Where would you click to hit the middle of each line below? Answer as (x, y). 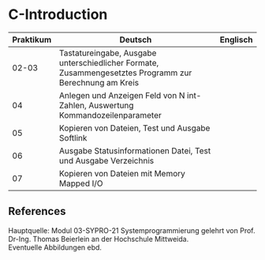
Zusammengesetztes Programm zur (125, 73)
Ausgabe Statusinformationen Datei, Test (135, 150)
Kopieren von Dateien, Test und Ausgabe (134, 128)
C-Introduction (58, 15)
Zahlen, (73, 105)
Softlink (73, 138)
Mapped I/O (81, 183)
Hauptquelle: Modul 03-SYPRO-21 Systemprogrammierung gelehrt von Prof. (132, 230)
